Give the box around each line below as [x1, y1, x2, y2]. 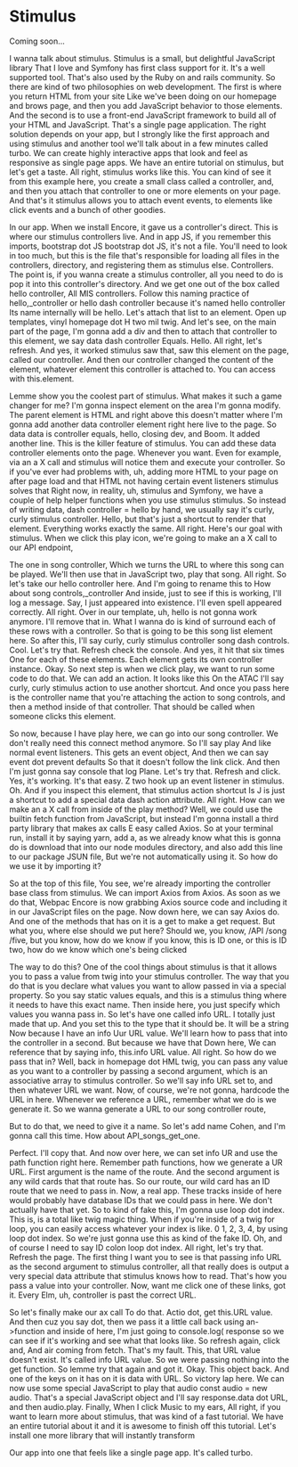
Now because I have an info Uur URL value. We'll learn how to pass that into [9, 1028, 288, 1038]
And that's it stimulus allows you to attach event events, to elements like [9, 194, 273, 206]
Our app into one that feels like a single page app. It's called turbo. [9, 1447, 254, 1458]
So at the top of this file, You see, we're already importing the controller [9, 878, 271, 889]
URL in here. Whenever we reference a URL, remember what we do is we [9, 1094, 278, 1104]
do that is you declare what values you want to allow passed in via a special [9, 980, 286, 991]
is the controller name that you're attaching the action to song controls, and [9, 692, 286, 702]
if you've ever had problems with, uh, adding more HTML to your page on [9, 466, 278, 477]
